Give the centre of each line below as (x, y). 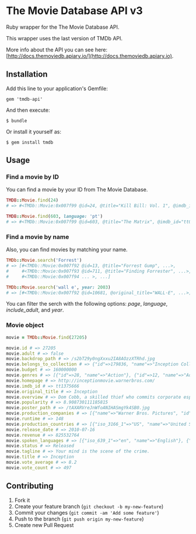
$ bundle (17, 121)
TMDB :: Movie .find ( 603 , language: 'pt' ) (55, 217)
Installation (27, 74)
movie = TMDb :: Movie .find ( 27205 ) (47, 337)
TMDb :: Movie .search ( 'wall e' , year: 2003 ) (58, 287)
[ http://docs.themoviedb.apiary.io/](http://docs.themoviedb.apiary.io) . (90, 56)
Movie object (25, 325)
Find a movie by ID (33, 177)
